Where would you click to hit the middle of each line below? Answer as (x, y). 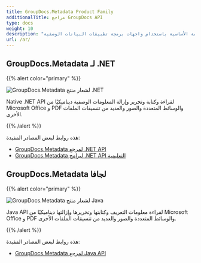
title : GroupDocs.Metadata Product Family (60, 12)
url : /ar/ (19, 40)
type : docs (20, 23)
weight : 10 (20, 28)
